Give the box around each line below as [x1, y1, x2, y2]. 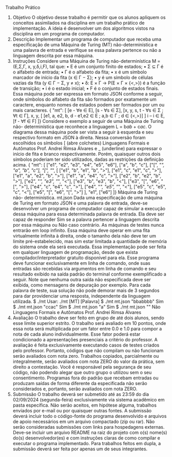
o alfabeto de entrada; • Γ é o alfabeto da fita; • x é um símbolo [12, 69, 147, 75]
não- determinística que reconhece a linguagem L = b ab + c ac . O [12, 123, 152, 130]
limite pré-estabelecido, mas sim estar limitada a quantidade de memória [12, 239, 167, 244]
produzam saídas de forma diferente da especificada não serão [12, 380, 147, 386]
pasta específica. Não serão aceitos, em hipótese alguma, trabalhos [12, 402, 157, 408]
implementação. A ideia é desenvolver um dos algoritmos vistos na [12, 25, 155, 31]
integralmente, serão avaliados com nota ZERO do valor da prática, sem [12, 358, 165, 364]
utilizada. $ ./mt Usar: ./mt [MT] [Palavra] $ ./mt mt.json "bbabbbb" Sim [12, 298, 164, 304]
